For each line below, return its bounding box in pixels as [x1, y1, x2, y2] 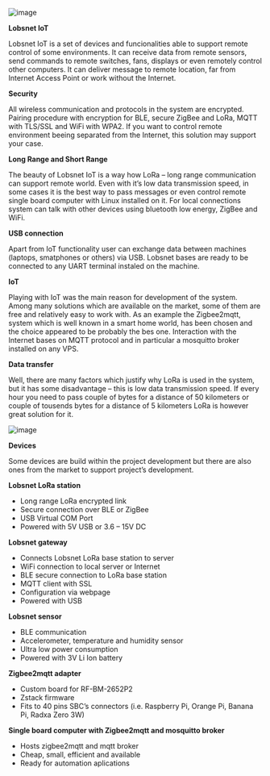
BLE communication [19, 628, 87, 636]
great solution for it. [8, 410, 74, 419]
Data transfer [8, 360, 54, 369]
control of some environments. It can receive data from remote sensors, [8, 48, 247, 56]
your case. [8, 139, 44, 148]
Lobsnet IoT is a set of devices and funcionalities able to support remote [8, 39, 248, 48]
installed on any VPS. [8, 344, 79, 353]
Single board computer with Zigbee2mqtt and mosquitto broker [8, 726, 225, 735]
